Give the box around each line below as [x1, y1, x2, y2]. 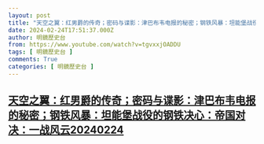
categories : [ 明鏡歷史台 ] [8, 63, 94, 71]
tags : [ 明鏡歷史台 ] [8, 48, 73, 56]
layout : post [8, 11, 51, 20]
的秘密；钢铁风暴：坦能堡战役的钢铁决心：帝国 [8, 109, 236, 122]
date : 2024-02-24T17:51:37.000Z [8, 26, 114, 34]
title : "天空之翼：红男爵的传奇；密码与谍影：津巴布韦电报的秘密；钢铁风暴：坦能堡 [8, 19, 247, 27]
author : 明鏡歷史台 [8, 33, 66, 42]
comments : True [8, 56, 58, 64]
